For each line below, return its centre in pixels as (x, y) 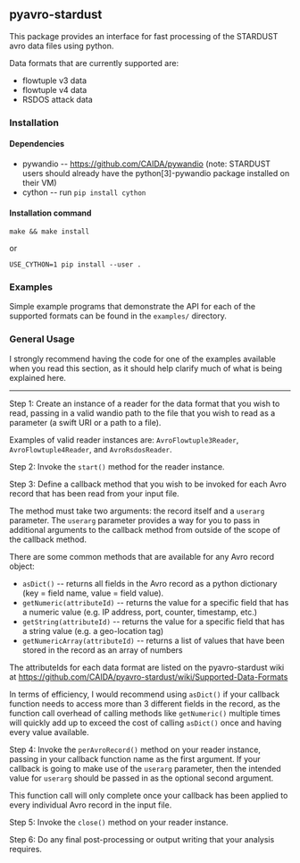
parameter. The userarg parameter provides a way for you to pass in (135, 520)
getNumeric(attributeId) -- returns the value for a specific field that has (155, 602)
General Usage (42, 339)
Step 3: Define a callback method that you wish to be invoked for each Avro (148, 484)
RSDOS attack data (58, 99)
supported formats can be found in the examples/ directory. (118, 316)
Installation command (50, 213)
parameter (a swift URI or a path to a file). (85, 422)
